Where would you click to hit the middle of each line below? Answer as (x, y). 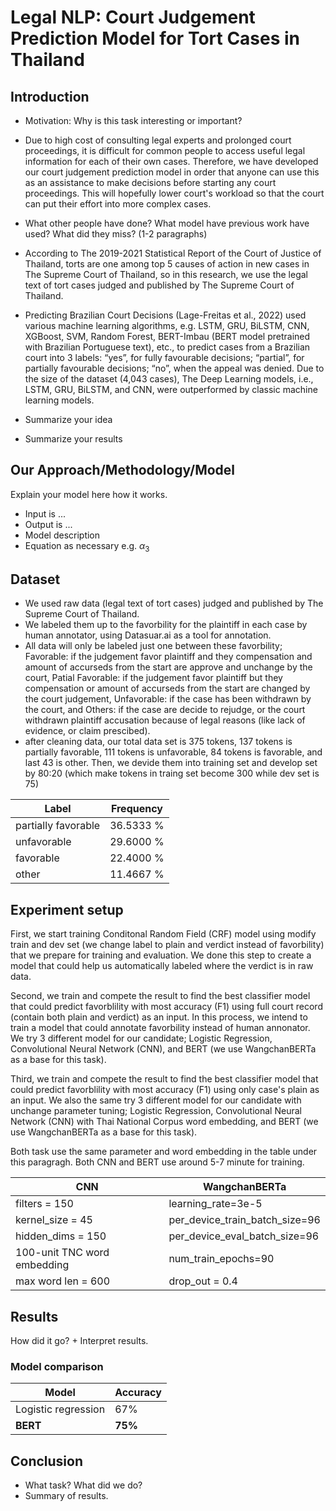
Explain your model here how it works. (89, 494)
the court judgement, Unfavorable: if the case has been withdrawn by (168, 699)
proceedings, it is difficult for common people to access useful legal (165, 150)
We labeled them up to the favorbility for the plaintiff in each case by (166, 625)
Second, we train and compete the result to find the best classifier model (160, 996)
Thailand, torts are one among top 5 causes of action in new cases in (167, 264)
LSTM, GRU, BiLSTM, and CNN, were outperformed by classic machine (171, 389)
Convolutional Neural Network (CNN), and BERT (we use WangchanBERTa (163, 1049)
